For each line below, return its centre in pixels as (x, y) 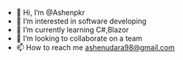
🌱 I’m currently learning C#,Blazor (72, 30)
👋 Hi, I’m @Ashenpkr (50, 13)
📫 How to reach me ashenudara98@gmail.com (96, 47)
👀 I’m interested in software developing (81, 21)
